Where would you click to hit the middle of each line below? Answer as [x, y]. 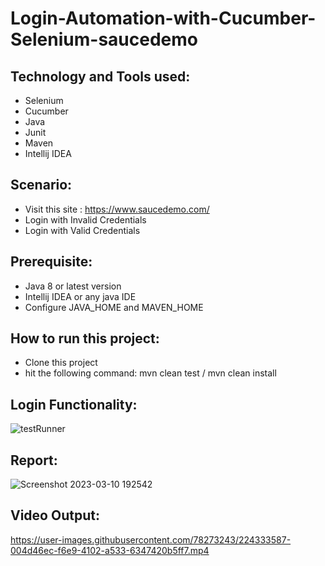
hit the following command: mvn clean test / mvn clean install [150, 373]
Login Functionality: [74, 404]
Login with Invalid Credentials [85, 219]
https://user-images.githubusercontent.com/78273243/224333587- [151, 539]
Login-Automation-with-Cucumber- [163, 18]
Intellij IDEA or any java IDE [80, 296]
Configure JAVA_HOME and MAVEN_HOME [114, 307]
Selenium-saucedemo [104, 39]
